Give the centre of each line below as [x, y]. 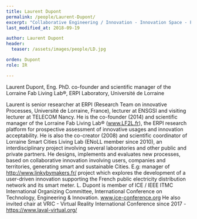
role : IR [17, 65]
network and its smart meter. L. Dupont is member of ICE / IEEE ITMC [90, 185]
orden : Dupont [23, 60]
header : [16, 44]
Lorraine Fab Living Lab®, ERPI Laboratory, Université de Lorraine [85, 93]
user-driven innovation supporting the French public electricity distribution [96, 179]
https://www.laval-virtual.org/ [42, 210]
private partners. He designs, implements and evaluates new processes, [93, 154]
